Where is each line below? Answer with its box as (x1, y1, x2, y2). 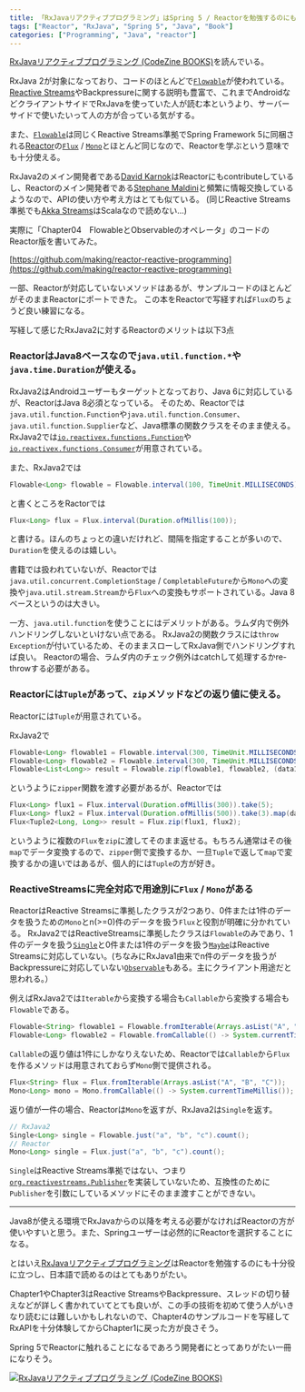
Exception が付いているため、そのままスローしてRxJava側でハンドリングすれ (9, 641, 296, 651)
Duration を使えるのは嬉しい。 (9, 545, 122, 556)
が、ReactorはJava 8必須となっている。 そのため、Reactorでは (9, 397, 245, 408)
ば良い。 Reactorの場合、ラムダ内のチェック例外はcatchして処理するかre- (9, 651, 288, 662)
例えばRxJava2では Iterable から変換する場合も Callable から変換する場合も (9, 993, 290, 1004)
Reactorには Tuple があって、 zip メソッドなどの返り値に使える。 (9, 688, 286, 701)
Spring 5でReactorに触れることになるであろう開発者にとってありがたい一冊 (9, 1342, 292, 1353)
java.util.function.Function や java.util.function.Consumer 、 (9, 409, 245, 419)
